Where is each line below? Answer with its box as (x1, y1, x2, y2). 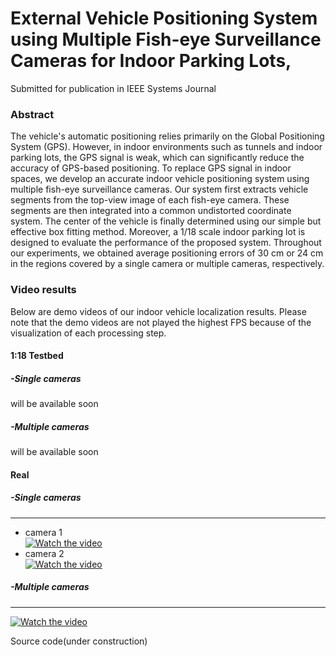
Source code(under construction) (10, 635, 148, 647)
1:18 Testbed (10, 350, 64, 362)
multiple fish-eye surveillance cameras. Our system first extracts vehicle (10, 183, 309, 196)
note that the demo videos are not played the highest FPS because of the (10, 316, 312, 328)
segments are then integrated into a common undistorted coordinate (10, 205, 292, 217)
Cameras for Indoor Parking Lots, (10, 50, 292, 72)
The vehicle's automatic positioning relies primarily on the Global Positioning (10, 130, 325, 142)
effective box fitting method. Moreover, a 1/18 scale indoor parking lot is (10, 226, 306, 238)
